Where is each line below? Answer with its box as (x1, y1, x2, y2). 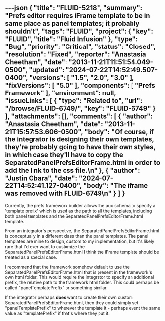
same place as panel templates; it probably (5, 19, 140, 28)
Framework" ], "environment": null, (5, 89, 116, 97)
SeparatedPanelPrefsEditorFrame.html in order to (5, 158, 161, 167)
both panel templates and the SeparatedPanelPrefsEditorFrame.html (5, 213, 144, 219)
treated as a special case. (5, 254, 58, 260)
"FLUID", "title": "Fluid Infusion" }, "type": (5, 35, 138, 44)
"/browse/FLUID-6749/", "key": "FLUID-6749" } (5, 104, 156, 113)
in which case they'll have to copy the (5, 151, 123, 159)
